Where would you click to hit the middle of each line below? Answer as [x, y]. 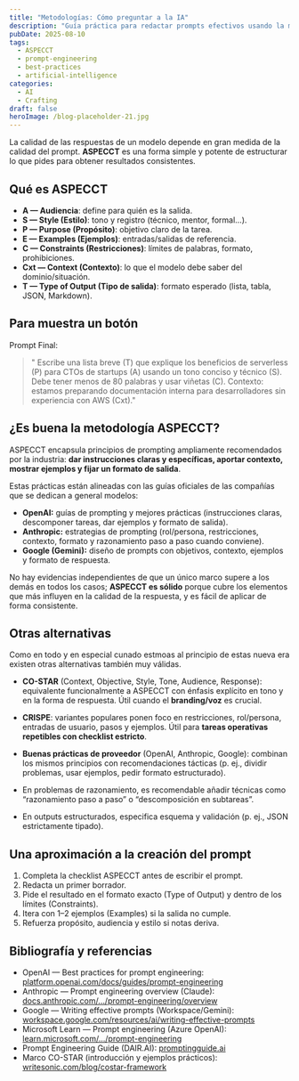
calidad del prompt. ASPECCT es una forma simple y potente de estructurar [148, 151]
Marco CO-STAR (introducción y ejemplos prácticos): [120, 1057]
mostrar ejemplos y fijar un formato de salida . [95, 468]
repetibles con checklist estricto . [84, 736]
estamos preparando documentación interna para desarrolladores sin [158, 390]
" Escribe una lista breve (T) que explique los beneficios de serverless [159, 362]
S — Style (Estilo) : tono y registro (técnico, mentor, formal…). [134, 220]
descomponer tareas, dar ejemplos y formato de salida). [125, 522]
